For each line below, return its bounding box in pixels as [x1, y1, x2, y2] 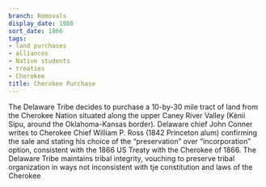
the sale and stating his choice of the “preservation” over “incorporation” [8, 136, 251, 146]
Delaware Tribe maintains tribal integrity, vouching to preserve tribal [8, 153, 235, 163]
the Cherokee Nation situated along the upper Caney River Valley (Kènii [8, 110, 246, 120]
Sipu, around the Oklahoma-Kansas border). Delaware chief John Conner [8, 119, 253, 129]
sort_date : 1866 [8, 27, 63, 35]
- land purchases [8, 42, 67, 50]
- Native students [8, 57, 70, 66]
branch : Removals [8, 11, 67, 20]
